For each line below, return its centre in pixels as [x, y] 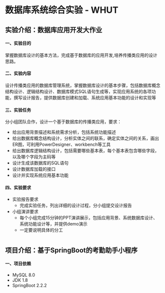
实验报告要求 [25, 199]
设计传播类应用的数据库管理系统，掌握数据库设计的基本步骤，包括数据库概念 [83, 85]
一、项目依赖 [18, 263]
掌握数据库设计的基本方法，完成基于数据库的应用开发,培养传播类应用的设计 [81, 55]
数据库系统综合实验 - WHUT [62, 10]
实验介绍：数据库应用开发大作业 [54, 30]
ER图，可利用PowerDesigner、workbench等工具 [61, 145]
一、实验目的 [18, 43]
